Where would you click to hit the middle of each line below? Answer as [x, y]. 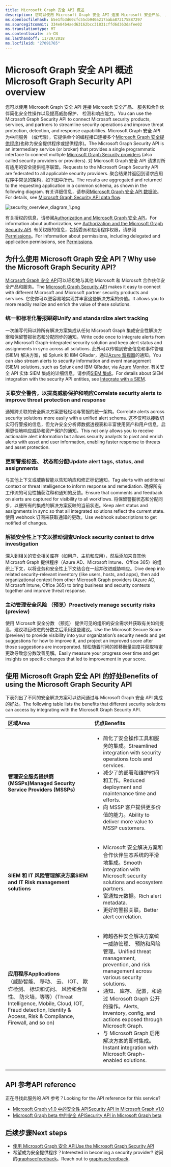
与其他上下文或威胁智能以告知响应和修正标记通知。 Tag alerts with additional [85, 480]
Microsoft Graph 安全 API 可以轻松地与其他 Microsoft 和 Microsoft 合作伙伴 [83, 280]
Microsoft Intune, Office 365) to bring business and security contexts [78, 585]
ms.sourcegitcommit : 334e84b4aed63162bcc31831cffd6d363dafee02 [74, 24]
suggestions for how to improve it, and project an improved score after [79, 640]
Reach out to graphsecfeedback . [95, 1159]
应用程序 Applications [34, 973]
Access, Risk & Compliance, [41, 1016]
